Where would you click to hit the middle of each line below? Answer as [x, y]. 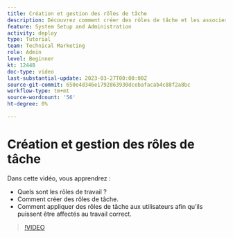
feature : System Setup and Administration [69, 26]
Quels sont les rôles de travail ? [62, 192]
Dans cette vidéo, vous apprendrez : [59, 178]
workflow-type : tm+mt [38, 91]
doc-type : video [31, 71]
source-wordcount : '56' [42, 98]
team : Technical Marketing [46, 46]
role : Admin [24, 53]
